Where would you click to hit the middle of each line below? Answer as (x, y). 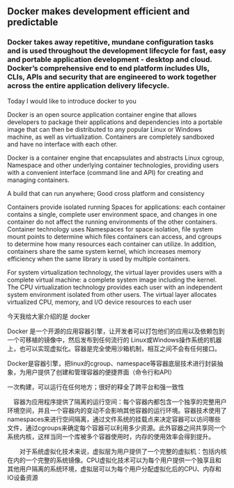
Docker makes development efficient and (99, 12)
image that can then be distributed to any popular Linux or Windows (105, 129)
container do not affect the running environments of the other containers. (112, 222)
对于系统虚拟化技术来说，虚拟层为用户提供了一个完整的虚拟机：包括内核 (123, 451)
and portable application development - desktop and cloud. (110, 60)
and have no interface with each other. (63, 144)
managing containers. (38, 180)
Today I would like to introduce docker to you (72, 101)
